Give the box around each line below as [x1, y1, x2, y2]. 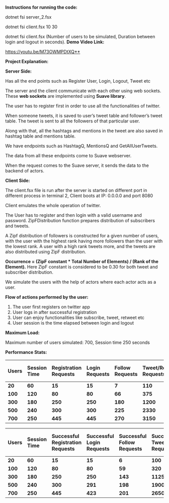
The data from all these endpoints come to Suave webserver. [5, 153, 132, 158]
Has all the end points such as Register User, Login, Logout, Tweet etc [5, 78, 151, 84]
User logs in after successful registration [12, 309, 97, 315]
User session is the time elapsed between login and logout [12, 320, 134, 326]
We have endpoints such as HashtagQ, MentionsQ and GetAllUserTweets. [5, 143, 158, 149]
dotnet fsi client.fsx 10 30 [5, 24, 58, 30]
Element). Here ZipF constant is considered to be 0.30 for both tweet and [5, 264, 158, 270]
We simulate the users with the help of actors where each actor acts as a [5, 279, 156, 285]
